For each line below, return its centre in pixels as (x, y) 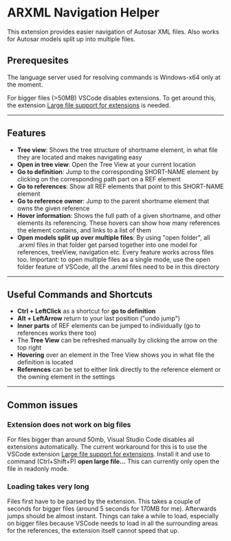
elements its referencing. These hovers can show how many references (119, 223)
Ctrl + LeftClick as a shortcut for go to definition (86, 311)
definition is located (45, 362)
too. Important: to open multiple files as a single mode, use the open (114, 259)
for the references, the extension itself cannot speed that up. (93, 531)
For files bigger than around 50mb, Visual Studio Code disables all (101, 440)
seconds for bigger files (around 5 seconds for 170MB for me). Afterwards (112, 509)
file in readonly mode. (38, 469)
